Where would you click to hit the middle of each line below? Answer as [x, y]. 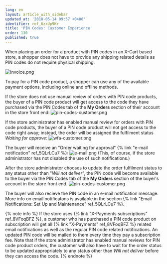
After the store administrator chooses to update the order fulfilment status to [84, 168]
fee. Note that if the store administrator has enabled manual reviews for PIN [83, 240]
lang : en [14, 10]
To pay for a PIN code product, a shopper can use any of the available [77, 81]
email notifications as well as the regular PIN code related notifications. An [82, 229]
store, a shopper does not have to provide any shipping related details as [80, 57]
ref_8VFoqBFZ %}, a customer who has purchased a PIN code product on [81, 219]
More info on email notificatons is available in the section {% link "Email [79, 198]
